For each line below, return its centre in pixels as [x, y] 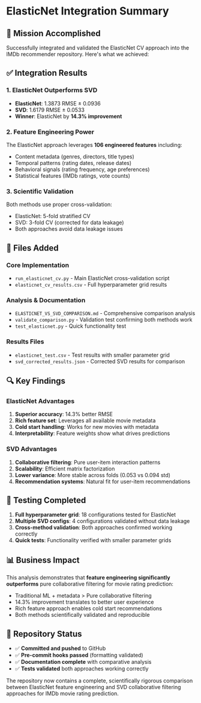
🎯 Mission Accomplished [53, 33]
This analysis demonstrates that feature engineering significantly [88, 578]
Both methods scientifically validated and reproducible [82, 615]
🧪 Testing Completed [46, 500]
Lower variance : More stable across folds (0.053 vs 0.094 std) [93, 475]
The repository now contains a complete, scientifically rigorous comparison [100, 680]
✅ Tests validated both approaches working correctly [82, 668]
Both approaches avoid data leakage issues [69, 229]
